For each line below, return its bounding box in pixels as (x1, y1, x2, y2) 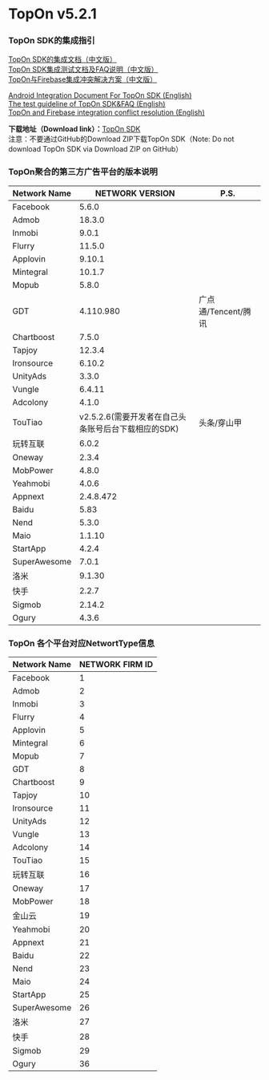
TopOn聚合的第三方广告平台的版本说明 (8, 166, 159, 177)
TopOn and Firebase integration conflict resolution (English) (8, 107, 206, 117)
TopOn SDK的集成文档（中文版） (8, 55, 118, 64)
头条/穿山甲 (199, 417, 243, 428)
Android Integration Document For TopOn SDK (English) (8, 91, 192, 100)
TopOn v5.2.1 (8, 5, 98, 23)
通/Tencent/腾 (199, 305, 252, 317)
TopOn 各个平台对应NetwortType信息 (8, 637, 155, 649)
